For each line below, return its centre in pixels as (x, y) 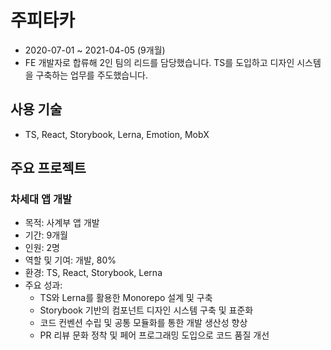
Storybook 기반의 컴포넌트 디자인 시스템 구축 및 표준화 (146, 310)
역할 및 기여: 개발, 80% (70, 260)
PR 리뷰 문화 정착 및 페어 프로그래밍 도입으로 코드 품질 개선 (154, 335)
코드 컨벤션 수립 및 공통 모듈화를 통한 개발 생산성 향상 (143, 323)
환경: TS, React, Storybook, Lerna (93, 273)
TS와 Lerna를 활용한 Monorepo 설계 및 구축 (126, 298)
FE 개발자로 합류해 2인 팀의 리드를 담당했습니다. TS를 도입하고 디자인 (159, 62)
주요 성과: (43, 285)
